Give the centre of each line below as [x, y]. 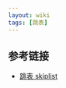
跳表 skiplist [38, 76]
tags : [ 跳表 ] [28, 23]
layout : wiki [29, 15]
